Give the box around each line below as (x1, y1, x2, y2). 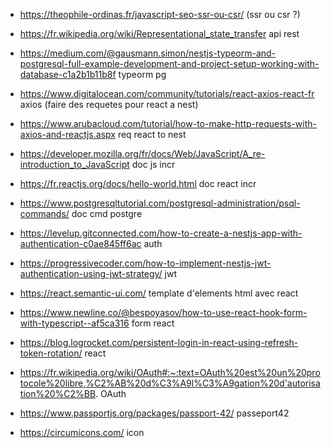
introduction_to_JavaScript (19, 159, 130, 170)
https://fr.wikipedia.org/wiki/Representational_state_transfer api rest (19, 28, 300, 39)
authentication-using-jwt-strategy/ (19, 268, 163, 279)
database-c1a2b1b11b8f (19, 69, 117, 80)
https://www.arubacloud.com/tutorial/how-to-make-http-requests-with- (19, 118, 317, 129)
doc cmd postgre (71, 208, 143, 219)
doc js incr (131, 159, 176, 170)
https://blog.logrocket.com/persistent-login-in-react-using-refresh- (19, 337, 299, 348)
